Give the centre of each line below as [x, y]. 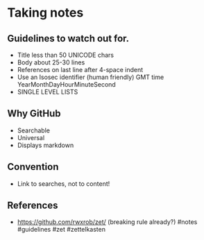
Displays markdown [45, 145]
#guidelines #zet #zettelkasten [61, 230]
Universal [31, 137]
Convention [33, 167]
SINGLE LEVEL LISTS [48, 92]
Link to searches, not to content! [63, 183]
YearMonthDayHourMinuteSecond [66, 84]
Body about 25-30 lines [51, 62]
